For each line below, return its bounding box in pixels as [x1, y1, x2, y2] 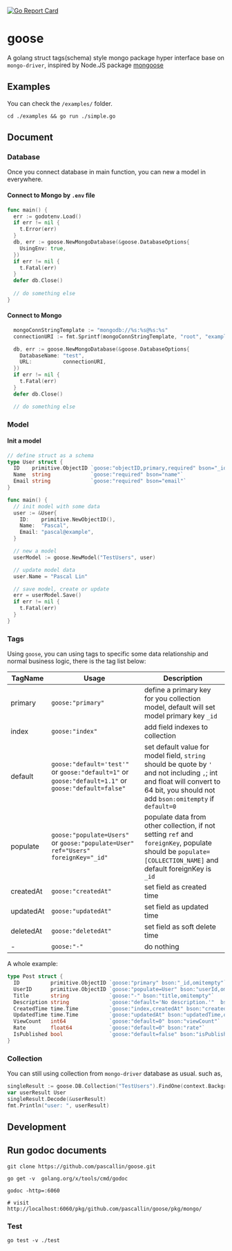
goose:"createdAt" [51, 887, 112, 896]
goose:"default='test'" [51, 761, 130, 768]
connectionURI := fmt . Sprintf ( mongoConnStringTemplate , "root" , [13, 333, 202, 340]
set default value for [144, 742, 209, 752]
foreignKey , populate [144, 838, 213, 848]
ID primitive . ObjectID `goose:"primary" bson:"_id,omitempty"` [13, 979, 227, 987]
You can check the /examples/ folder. [7, 99, 113, 107]
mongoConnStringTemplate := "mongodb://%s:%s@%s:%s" [13, 326, 168, 333]
